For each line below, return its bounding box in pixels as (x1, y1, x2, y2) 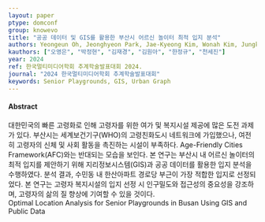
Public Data (8, 206, 46, 216)
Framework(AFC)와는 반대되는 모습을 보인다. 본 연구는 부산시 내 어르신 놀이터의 (8, 150, 255, 159)
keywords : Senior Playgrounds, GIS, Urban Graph (8, 77, 171, 85)
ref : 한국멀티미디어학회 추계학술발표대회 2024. (8, 63, 143, 71)
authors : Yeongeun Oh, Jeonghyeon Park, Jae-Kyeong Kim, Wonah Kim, (8, 41, 238, 49)
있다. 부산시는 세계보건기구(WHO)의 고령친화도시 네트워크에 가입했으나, (16, 130, 237, 139)
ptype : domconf (8, 19, 58, 27)
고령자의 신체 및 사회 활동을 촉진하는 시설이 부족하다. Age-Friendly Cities (16, 139, 243, 150)
